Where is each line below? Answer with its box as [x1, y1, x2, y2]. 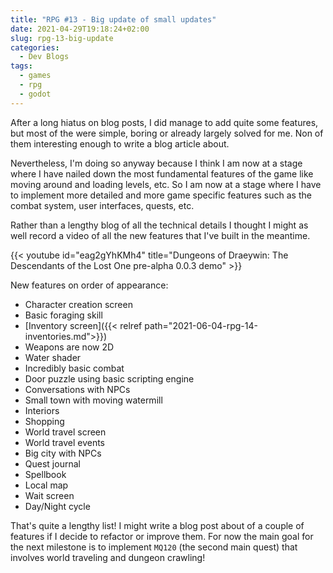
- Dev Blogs [19, 52, 70, 62]
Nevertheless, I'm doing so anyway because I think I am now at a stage [10, 157, 303, 169]
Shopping [24, 415, 65, 427]
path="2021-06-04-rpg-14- [144, 319, 258, 331]
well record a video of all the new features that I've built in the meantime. [10, 229, 311, 241]
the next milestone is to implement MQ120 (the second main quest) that [10, 541, 298, 553]
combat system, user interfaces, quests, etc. [10, 199, 195, 211]
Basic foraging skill [24, 309, 103, 321]
